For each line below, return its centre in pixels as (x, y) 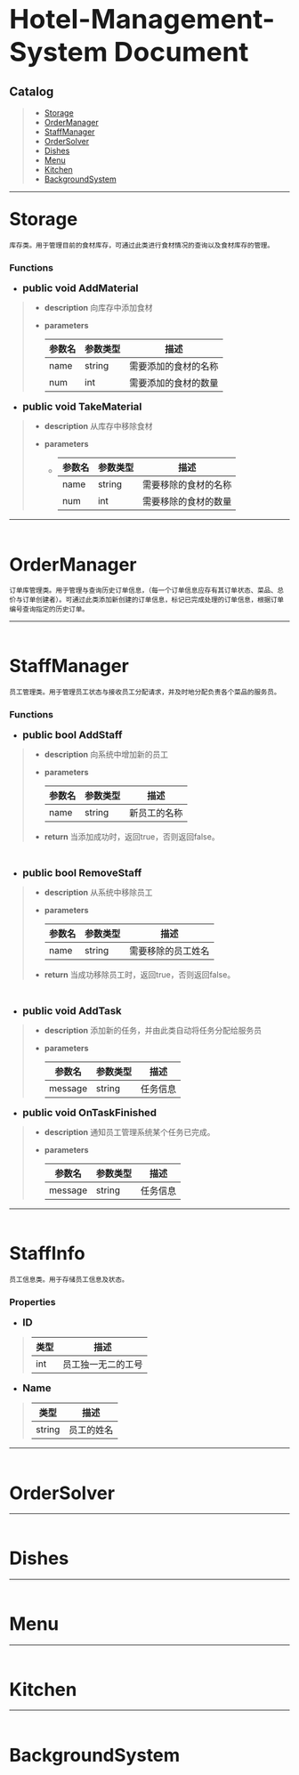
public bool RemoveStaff (82, 873)
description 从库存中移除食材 (98, 426)
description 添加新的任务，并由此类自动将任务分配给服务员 (153, 1031)
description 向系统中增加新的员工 (106, 755)
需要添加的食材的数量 (174, 383)
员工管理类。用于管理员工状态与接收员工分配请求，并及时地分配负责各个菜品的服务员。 (145, 692)
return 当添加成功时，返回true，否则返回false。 (132, 837)
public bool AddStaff (72, 735)
